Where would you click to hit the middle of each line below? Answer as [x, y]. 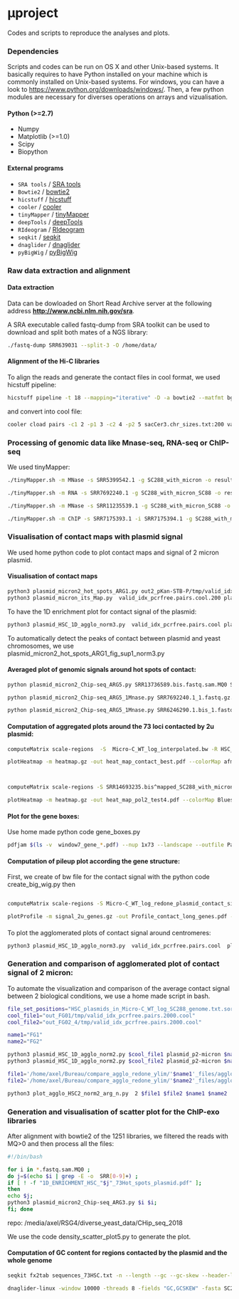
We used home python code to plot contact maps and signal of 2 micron [113, 552]
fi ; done [20, 1209]
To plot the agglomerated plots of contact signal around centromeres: [109, 932]
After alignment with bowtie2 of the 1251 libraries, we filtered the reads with [118, 1136]
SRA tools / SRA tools [49, 184]
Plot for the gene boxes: [43, 816]
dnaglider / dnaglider [49, 244]
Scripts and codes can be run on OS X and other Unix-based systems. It [113, 67]
